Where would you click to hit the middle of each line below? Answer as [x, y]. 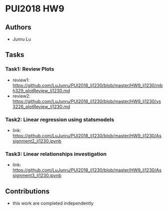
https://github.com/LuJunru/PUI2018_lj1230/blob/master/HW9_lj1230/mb [88, 85]
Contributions [27, 191]
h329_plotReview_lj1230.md [41, 90]
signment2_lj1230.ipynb [37, 141]
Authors [18, 27]
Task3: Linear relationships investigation [56, 154]
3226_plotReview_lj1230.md [41, 106]
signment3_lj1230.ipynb [37, 175]
